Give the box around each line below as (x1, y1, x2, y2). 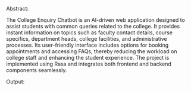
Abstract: (6, 5, 29, 12)
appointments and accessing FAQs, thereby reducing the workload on (6, 48, 177, 55)
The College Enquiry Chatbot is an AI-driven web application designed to (6, 17, 186, 23)
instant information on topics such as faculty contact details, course (6, 29, 173, 36)
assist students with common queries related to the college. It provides (6, 23, 180, 30)
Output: (6, 78, 25, 85)
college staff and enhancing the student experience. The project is (6, 54, 170, 61)
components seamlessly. (6, 67, 67, 73)
